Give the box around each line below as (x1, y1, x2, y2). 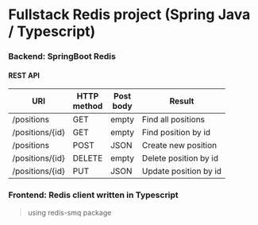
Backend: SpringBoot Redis (8, 51, 117, 62)
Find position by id (141, 127, 211, 138)
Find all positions (141, 114, 205, 125)
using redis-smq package (27, 208, 112, 217)
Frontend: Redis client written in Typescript (8, 189, 179, 200)
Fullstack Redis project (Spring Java (8, 6, 251, 24)
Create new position (141, 140, 217, 151)
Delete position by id (141, 153, 218, 164)
